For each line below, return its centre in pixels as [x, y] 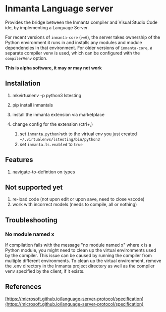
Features [19, 160]
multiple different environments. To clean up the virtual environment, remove [83, 261]
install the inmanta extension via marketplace [58, 114]
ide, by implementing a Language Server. [47, 27]
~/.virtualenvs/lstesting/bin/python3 [60, 139]
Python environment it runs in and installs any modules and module [74, 42]
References [23, 287]
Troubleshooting [31, 220]
